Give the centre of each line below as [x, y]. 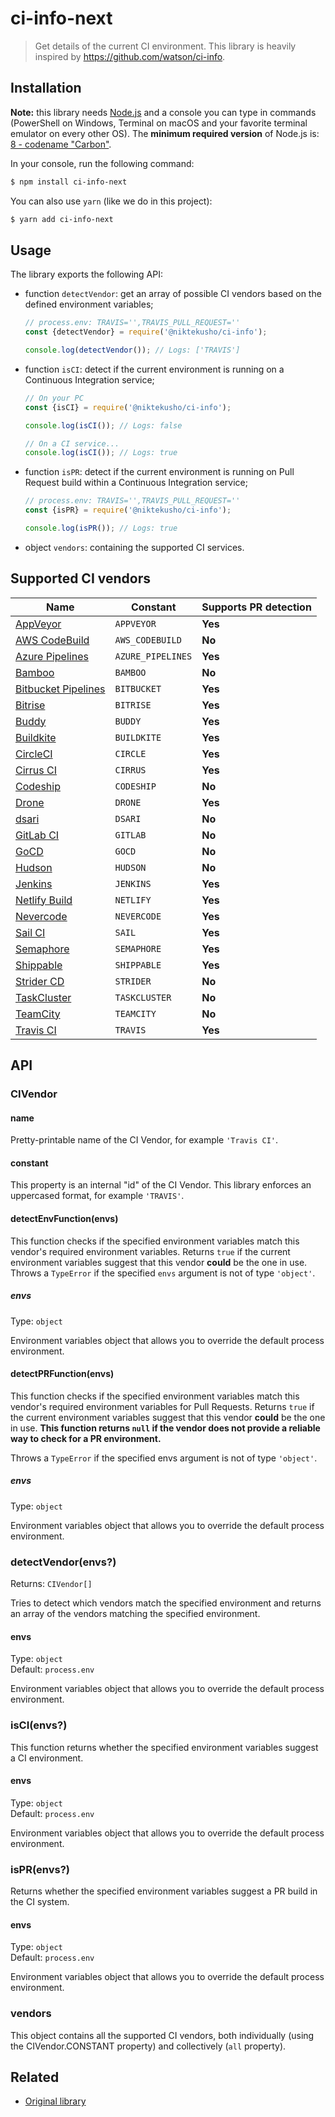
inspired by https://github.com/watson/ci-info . [130, 56]
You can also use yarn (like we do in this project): [111, 201]
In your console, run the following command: [102, 163]
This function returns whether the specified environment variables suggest [164, 1747]
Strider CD [40, 981]
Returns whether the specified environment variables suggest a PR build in [164, 1891]
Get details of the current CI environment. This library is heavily [165, 46]
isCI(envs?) [39, 1725]
